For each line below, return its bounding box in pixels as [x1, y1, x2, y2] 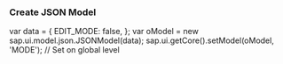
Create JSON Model [9, 6, 97, 18]
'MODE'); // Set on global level [9, 45, 120, 55]
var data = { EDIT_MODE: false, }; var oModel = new [9, 26, 200, 37]
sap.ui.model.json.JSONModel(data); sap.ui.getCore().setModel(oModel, [9, 35, 275, 46]
